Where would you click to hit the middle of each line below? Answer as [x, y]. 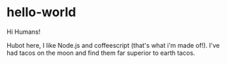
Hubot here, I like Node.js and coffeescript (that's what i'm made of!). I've [113, 45]
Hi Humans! [24, 32]
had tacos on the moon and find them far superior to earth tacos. [101, 53]
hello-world [42, 12]
